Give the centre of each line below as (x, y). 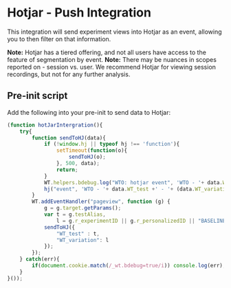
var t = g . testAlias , (75, 214)
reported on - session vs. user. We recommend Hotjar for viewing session (112, 67)
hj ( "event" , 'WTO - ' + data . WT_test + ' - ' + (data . (119, 189)
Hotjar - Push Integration (79, 13)
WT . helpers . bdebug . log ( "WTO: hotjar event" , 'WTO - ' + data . (133, 182)
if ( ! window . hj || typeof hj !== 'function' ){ (112, 144)
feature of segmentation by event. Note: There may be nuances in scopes (112, 59)
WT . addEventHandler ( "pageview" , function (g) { (101, 202)
